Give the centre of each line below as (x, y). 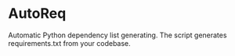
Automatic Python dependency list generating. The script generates (117, 35)
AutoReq (37, 14)
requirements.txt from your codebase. (69, 43)
